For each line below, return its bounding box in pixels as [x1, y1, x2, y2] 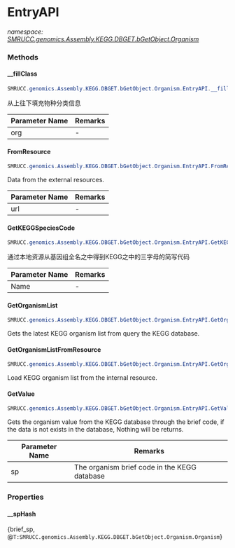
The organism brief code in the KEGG [73, 463, 197, 472]
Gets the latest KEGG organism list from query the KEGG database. [7, 329, 200, 338]
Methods [7, 52, 38, 62]
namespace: [7, 27, 43, 36]
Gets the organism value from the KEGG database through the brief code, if [7, 418, 225, 426]
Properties [7, 492, 44, 502]
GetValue [7, 390, 35, 398]
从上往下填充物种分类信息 [7, 99, 81, 107]
